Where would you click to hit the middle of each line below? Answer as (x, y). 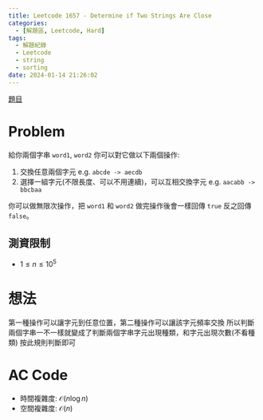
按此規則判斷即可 (48, 342)
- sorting (31, 68)
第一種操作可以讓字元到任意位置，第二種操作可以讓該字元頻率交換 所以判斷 (131, 322)
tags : (17, 38)
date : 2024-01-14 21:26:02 (53, 75)
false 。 (21, 216)
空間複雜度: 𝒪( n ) (46, 408)
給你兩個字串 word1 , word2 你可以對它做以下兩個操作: (94, 155)
